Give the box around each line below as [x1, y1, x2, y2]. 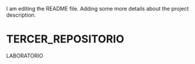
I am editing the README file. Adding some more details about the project [6, 5, 189, 12]
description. [6, 11, 36, 19]
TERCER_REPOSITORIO [6, 32, 125, 46]
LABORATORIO [6, 52, 43, 59]
